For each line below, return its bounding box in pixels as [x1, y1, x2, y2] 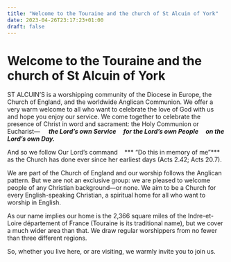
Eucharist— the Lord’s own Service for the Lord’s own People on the [7, 128, 225, 136]
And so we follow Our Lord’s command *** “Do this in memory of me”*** [7, 148, 221, 157]
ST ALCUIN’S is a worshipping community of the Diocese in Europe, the [7, 91, 212, 99]
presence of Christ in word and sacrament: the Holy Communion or [7, 120, 199, 128]
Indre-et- [187, 212, 214, 220]
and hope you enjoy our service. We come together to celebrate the [7, 112, 201, 121]
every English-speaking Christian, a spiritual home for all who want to [7, 191, 206, 200]
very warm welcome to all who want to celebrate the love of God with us [7, 105, 214, 114]
